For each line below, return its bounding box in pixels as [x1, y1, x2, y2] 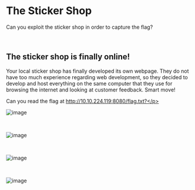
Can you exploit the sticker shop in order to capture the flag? [6, 23, 153, 30]
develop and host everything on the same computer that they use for [6, 80, 173, 87]
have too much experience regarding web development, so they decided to [6, 73, 188, 80]
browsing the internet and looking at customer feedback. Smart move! [6, 86, 176, 93]
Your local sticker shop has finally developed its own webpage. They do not [6, 67, 189, 74]
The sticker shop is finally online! [6, 52, 130, 62]
